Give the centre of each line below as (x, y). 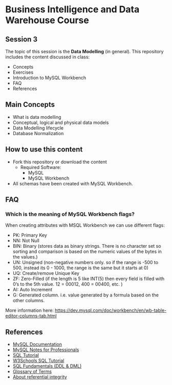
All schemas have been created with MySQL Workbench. (73, 183)
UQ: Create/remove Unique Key (46, 273)
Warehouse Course (47, 20)
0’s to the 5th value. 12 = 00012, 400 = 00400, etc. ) (68, 284)
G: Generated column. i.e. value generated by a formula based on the (86, 295)
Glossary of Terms (32, 372)
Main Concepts (30, 105)
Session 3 (21, 39)
